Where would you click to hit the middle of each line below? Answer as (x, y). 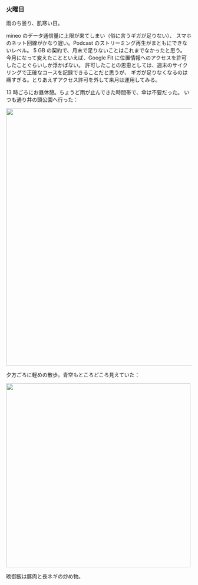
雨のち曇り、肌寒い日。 (34, 23)
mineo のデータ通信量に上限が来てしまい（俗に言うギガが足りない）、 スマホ (99, 36)
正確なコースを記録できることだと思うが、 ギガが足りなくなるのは (107, 72)
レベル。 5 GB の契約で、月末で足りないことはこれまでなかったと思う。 (98, 51)
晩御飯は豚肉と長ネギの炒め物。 (45, 576)
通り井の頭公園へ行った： (47, 100)
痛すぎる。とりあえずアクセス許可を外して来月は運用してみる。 (83, 80)
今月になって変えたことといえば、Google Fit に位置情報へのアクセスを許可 (97, 58)
